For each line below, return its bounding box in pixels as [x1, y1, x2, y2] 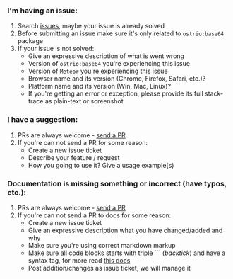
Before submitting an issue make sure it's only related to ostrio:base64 [17, 29, 225, 38]
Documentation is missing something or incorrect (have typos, [7, 178, 227, 188]
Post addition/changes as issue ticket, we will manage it [28, 263, 191, 272]
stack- [204, 89, 224, 98]
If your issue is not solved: [17, 45, 95, 53]
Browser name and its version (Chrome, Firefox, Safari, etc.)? [28, 74, 206, 83]
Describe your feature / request [28, 153, 120, 161]
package [17, 37, 44, 45]
